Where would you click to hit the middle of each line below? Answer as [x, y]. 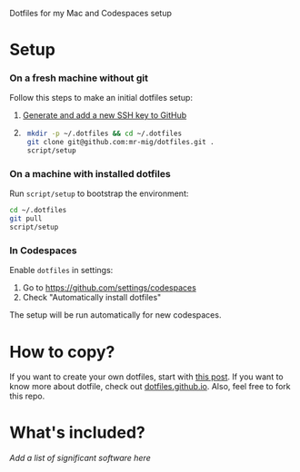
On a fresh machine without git [79, 78]
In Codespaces [43, 251]
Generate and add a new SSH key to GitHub [105, 115]
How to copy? [62, 352]
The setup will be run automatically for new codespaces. [115, 315]
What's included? [77, 433]
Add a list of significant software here [80, 458]
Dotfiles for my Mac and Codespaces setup [91, 13]
